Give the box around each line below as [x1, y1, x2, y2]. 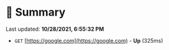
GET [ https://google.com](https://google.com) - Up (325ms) [14, 37, 164, 44]
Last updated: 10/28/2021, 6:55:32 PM [5, 25, 105, 33]
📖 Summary [5, 5, 66, 19]
